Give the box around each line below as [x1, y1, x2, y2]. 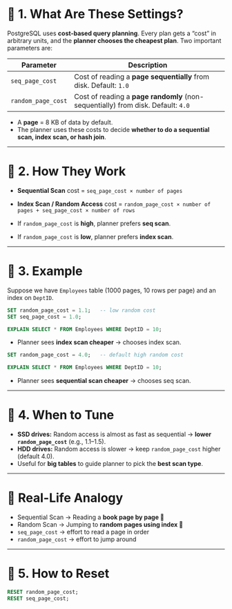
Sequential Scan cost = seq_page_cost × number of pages [17, 186, 183, 194]
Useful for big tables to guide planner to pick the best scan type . [17, 460, 204, 468]
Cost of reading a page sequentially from [73, 72, 209, 82]
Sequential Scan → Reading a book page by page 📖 [17, 513, 164, 521]
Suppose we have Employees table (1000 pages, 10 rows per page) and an [7, 286, 216, 294]
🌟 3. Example [7, 263, 83, 279]
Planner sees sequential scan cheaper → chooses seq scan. [17, 377, 191, 385]
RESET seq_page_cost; [7, 594, 70, 602]
